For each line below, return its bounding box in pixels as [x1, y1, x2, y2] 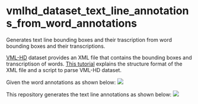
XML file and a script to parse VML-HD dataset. [6, 66, 122, 73]
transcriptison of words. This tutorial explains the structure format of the [6, 60, 183, 67]
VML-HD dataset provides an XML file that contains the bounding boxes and [6, 54, 192, 61]
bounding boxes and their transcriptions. [6, 43, 106, 50]
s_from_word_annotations [6, 17, 138, 30]
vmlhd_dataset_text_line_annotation [6, 4, 189, 18]
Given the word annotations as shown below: [6, 79, 116, 86]
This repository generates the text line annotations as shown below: [6, 90, 172, 98]
